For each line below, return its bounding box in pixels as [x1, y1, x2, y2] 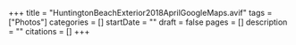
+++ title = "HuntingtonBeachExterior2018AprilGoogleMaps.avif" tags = [8, 8, 273, 18]
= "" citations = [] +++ [8, 26, 90, 36]
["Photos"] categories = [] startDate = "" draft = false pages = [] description [8, 17, 288, 27]
